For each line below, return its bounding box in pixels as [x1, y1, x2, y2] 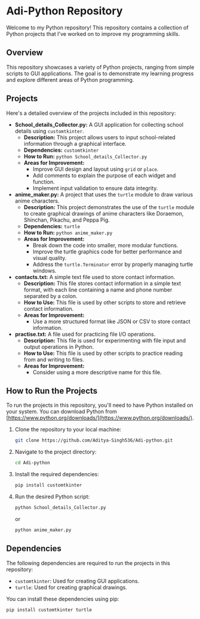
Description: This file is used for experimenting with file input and [23, 336, 186, 344]
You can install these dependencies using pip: [6, 595, 119, 602]
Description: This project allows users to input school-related [23, 133, 176, 141]
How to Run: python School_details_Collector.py [23, 152, 147, 160]
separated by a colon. [23, 292, 78, 299]
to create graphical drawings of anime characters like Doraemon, [23, 210, 184, 217]
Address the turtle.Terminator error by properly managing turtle [32, 261, 193, 268]
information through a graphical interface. [23, 140, 127, 147]
